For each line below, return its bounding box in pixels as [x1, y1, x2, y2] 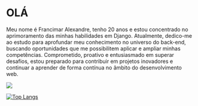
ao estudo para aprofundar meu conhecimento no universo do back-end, [6, 38, 187, 46]
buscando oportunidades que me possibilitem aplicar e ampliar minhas [6, 45, 181, 52]
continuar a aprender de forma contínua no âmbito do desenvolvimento [6, 63, 182, 71]
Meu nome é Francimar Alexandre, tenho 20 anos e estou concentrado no [6, 26, 188, 33]
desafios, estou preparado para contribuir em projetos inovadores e [6, 57, 173, 65]
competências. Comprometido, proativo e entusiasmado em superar [6, 51, 175, 58]
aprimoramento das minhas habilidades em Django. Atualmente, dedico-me [6, 32, 193, 39]
